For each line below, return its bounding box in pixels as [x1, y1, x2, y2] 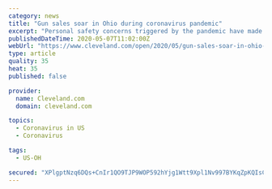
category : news [8, 11, 60, 20]
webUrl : [8, 42, 35, 50]
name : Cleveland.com [15, 94, 85, 102]
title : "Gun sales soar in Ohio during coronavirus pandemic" [8, 19, 223, 28]
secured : [8, 168, 38, 177]
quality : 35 [8, 58, 49, 66]
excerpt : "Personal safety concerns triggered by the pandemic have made [8, 27, 263, 35]
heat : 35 [8, 65, 38, 73]
